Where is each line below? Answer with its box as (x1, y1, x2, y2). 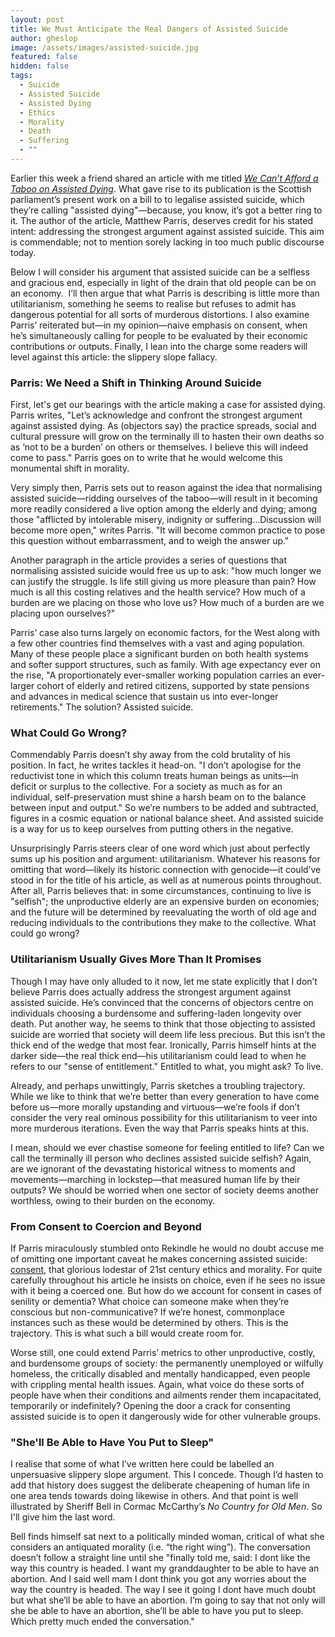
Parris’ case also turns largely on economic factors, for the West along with (10, 627, 321, 639)
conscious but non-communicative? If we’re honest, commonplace (10, 1306, 285, 1318)
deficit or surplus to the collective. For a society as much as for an (10, 781, 283, 793)
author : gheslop (10, 33, 78, 43)
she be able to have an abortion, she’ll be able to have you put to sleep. (10, 1605, 304, 1617)
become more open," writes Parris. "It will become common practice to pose (10, 524, 326, 536)
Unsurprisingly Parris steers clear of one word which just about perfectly (10, 842, 311, 855)
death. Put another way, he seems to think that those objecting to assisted (10, 1017, 316, 1030)
